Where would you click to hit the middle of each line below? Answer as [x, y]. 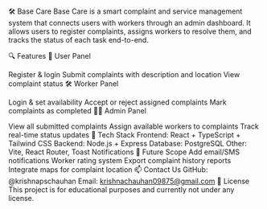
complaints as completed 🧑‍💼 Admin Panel [78, 111]
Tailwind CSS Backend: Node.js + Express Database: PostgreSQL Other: [127, 143]
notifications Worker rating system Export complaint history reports [120, 160]
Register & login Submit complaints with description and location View [124, 74]
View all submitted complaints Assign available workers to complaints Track [134, 126]
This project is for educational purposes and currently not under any [121, 190]
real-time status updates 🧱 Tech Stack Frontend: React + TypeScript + [125, 135]
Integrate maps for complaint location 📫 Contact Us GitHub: [108, 170]
